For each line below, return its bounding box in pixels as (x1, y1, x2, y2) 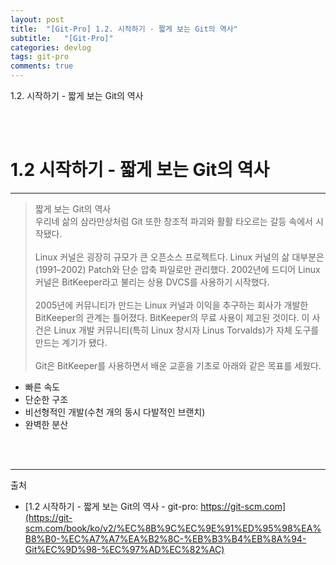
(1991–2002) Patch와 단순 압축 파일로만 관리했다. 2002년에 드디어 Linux (34, 263, 321, 275)
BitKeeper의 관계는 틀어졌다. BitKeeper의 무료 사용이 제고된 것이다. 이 (34, 311, 310, 323)
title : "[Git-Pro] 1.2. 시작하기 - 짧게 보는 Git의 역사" (10, 24, 238, 34)
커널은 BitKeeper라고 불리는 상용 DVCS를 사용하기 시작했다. (34, 276, 270, 288)
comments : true (10, 61, 74, 71)
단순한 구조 (24, 393, 69, 405)
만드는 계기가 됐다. (34, 336, 108, 348)
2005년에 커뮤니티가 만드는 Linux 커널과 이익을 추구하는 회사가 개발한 (34, 299, 309, 311)
